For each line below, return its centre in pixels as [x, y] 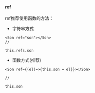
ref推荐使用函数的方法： [29, 18]
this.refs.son [19, 51]
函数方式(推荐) [27, 60]
